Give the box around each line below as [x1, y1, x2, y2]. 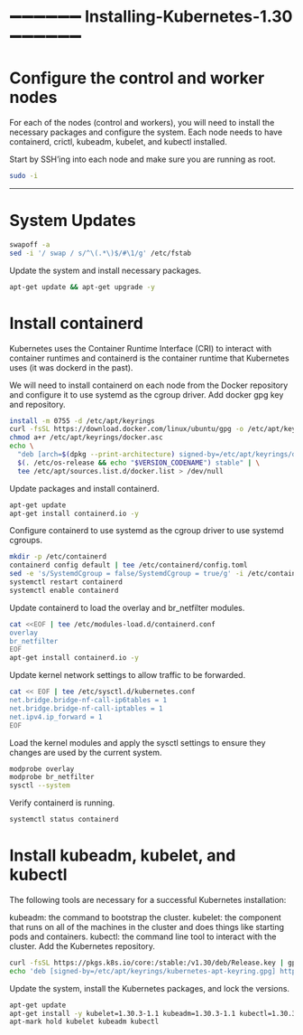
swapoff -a [9, 240, 50, 249]
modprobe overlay [9, 764, 75, 774]
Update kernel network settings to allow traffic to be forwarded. [9, 670, 246, 681]
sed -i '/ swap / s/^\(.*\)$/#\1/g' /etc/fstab [9, 249, 192, 258]
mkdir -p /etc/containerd [9, 552, 106, 561]
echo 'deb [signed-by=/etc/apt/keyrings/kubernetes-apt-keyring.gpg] [9, 966, 277, 975]
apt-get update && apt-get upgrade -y [9, 282, 155, 291]
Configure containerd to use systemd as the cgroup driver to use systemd [9, 525, 284, 536]
